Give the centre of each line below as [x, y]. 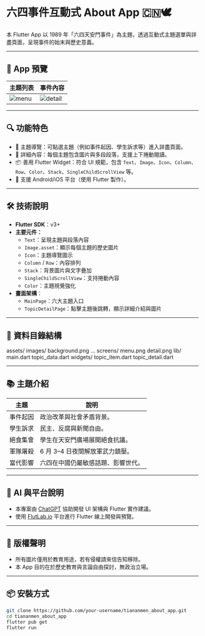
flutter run [21, 628]
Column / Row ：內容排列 [52, 263]
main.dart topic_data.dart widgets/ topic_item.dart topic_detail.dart [90, 357]
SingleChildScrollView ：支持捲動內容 [72, 278]
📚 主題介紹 [28, 384]
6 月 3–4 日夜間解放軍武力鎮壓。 [87, 451]
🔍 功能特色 [27, 128]
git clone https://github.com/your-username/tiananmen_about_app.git [97, 611]
